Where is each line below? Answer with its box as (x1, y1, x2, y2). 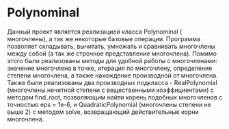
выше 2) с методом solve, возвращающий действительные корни (7, 108, 200, 116)
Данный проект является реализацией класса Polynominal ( (7, 27, 183, 36)
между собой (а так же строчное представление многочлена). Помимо (7, 49, 217, 58)
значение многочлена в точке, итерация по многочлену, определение (7, 64, 213, 72)
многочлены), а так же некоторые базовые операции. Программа (7, 34, 200, 43)
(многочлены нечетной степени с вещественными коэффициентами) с (7, 86, 214, 94)
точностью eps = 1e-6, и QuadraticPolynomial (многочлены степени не (7, 100, 212, 108)
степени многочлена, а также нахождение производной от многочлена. (7, 71, 219, 80)
